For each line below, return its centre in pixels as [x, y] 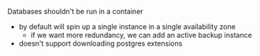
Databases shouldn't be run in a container [75, 11]
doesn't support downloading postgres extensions [100, 43]
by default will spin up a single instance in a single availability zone [127, 26]
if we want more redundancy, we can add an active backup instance [141, 35]
